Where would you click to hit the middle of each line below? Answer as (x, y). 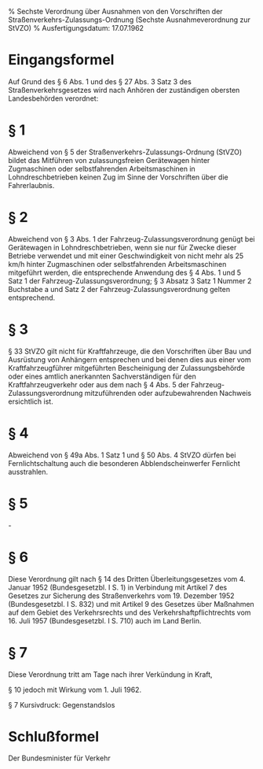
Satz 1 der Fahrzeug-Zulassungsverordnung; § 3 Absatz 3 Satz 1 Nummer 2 (130, 281)
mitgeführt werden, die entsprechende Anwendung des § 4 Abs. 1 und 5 (125, 272)
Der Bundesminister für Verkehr (60, 758)
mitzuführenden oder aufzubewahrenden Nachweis (168, 393)
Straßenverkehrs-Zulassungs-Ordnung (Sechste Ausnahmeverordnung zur (130, 20)
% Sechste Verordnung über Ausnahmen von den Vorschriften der (115, 11)
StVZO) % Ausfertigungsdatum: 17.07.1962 (76, 28)
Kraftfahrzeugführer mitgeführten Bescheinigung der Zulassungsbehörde (127, 368)
